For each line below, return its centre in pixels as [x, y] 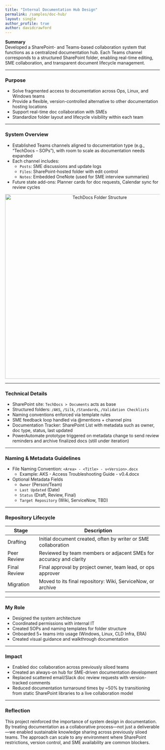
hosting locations [30, 107]
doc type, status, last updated [42, 430]
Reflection [18, 711]
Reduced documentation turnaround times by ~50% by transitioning [81, 688]
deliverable [148, 726]
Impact [14, 656]
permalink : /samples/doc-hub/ [36, 14]
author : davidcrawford [28, 28]
